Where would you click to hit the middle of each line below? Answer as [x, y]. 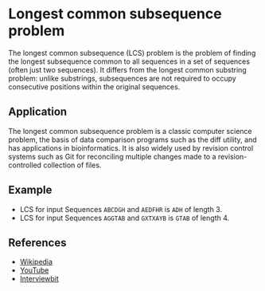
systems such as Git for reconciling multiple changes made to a [112, 156]
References [37, 243]
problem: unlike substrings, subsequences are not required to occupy [122, 78]
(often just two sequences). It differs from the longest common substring [127, 69]
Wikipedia [36, 262]
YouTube [34, 270]
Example [30, 190]
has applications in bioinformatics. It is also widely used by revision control [131, 147]
